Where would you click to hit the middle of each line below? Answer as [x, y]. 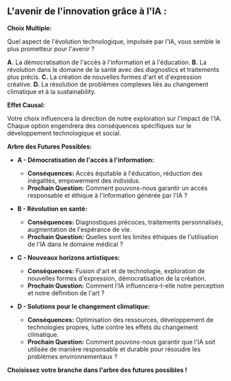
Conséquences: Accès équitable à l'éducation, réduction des [115, 173]
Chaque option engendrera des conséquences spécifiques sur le [99, 126]
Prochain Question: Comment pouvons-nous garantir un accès [118, 188]
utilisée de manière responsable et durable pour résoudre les [114, 349]
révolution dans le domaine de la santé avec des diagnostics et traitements [113, 69]
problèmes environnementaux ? [72, 356]
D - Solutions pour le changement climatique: [83, 306]
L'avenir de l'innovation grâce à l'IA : [87, 11]
